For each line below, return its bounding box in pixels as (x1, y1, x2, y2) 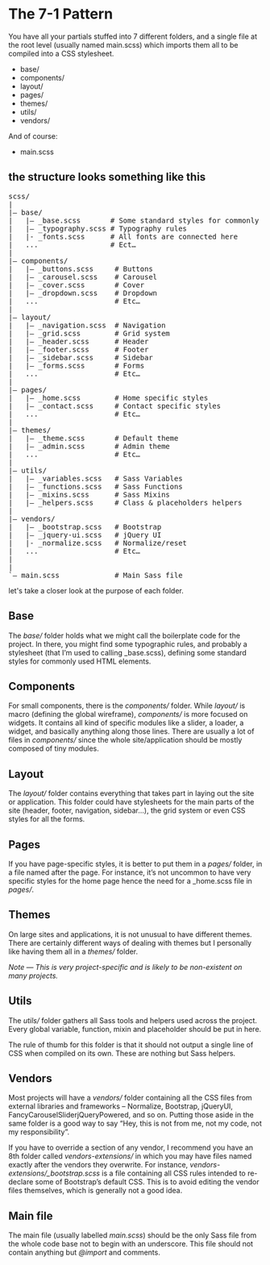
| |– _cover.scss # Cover (8, 280, 145, 289)
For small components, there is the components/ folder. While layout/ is (8, 701, 246, 710)
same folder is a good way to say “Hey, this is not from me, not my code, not (8, 1118, 262, 1129)
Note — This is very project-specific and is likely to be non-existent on (8, 962, 243, 972)
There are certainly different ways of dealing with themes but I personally (8, 938, 252, 947)
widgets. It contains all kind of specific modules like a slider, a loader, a (8, 718, 244, 728)
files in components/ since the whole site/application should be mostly (8, 735, 243, 745)
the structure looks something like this (8, 170, 206, 184)
